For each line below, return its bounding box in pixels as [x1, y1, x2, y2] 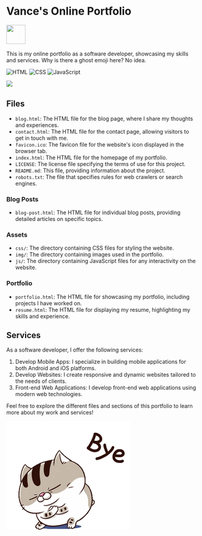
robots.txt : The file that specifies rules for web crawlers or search [15, 173, 183, 181]
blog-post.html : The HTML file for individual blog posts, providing [15, 209, 181, 216]
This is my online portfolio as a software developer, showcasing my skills [6, 50, 189, 57]
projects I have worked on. [15, 299, 82, 306]
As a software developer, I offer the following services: [6, 346, 144, 353]
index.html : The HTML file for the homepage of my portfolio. [15, 154, 167, 161]
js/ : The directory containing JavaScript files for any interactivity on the [15, 258, 196, 265]
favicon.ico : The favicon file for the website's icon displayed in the [15, 140, 184, 148]
